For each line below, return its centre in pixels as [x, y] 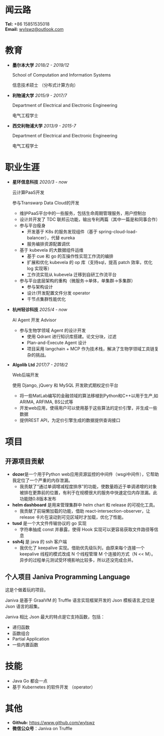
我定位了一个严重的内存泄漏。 [42, 480]
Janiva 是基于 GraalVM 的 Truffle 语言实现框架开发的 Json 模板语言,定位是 [80, 600]
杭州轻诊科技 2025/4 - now [40, 309]
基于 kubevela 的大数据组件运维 [51, 250]
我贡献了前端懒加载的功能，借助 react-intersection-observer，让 [85, 511]
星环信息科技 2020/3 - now [40, 182]
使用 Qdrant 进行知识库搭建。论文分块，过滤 [72, 336]
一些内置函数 [25, 644]
